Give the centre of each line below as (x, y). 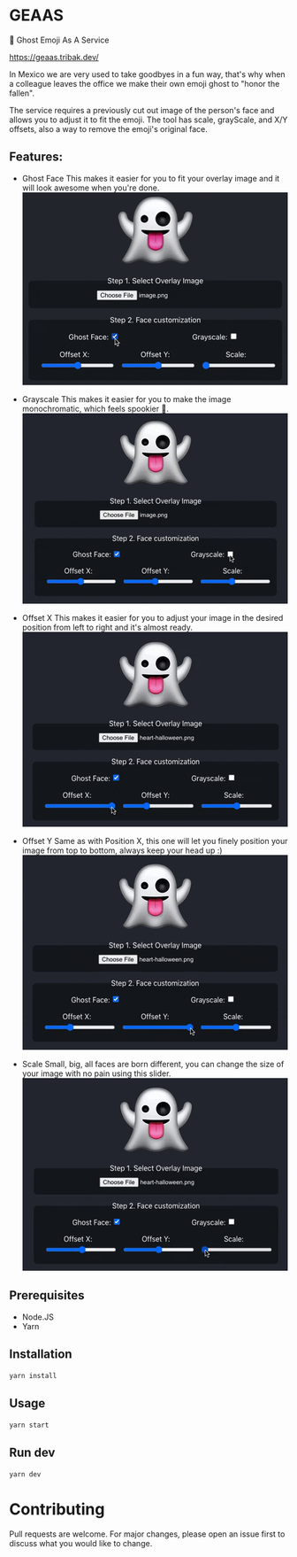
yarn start (29, 1425)
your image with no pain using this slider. (96, 1073)
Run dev (32, 1452)
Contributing (57, 1510)
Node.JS (38, 1317)
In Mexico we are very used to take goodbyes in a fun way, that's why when (147, 74)
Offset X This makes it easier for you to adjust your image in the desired (152, 617)
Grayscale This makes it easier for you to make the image (126, 399)
